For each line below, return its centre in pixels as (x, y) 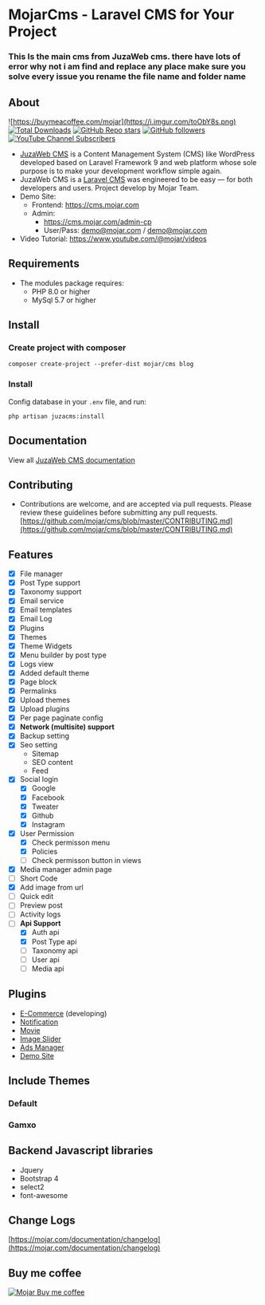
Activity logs (40, 914)
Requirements (44, 264)
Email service (42, 601)
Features (31, 555)
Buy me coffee (45, 1273)
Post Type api (54, 941)
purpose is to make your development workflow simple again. (121, 171)
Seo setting (39, 745)
